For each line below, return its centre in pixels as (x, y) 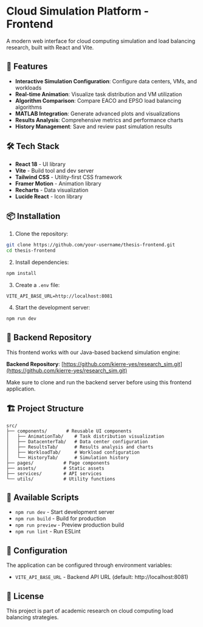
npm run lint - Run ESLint (48, 532)
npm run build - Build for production (60, 519)
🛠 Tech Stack (33, 146)
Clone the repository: (42, 234)
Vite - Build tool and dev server (54, 170)
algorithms (29, 107)
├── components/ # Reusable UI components (69, 431)
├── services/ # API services (54, 473)
